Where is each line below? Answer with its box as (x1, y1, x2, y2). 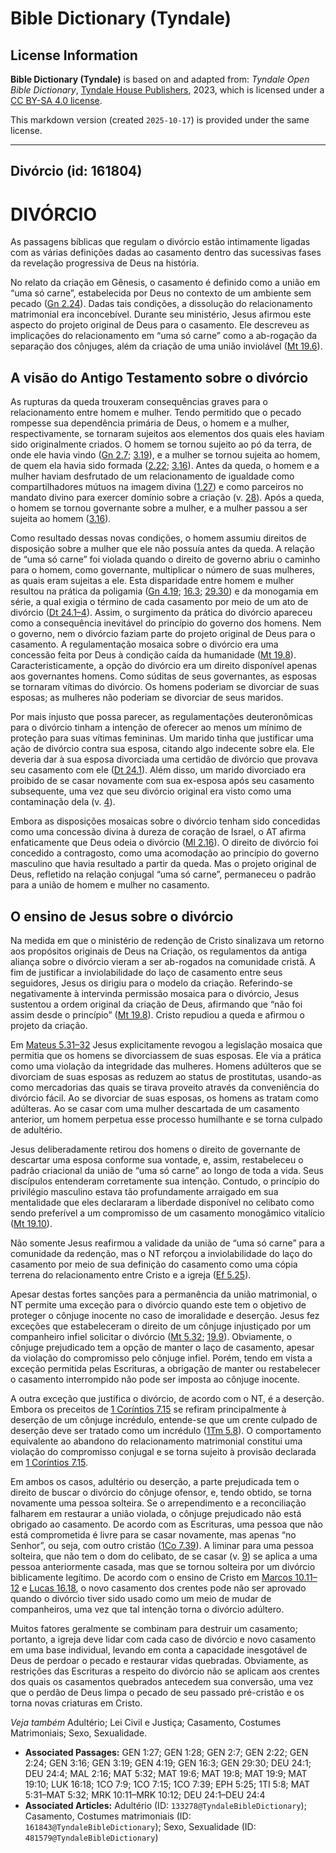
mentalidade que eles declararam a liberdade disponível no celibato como (10, 1196, 315, 1208)
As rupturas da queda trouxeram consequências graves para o (10, 396, 269, 408)
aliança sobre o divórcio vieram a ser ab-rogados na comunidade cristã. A (10, 955, 316, 967)
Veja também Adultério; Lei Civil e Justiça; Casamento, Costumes (10, 1716, 282, 1728)
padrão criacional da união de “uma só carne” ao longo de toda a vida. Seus (10, 1164, 324, 1176)
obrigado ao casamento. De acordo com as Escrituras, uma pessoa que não (10, 1518, 323, 1530)
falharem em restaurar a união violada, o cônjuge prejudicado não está (10, 1507, 302, 1519)
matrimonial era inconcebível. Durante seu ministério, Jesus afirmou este (10, 308, 312, 321)
